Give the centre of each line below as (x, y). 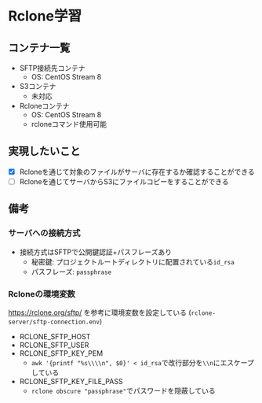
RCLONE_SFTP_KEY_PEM (61, 353)
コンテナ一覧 (39, 48)
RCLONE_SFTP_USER (54, 345)
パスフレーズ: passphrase (71, 272)
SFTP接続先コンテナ (53, 68)
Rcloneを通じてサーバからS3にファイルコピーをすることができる (124, 181)
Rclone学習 (45, 16)
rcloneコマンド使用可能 (69, 124)
